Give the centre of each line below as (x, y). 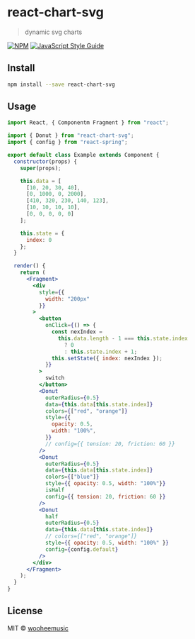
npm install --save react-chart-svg (61, 84)
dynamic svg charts (53, 32)
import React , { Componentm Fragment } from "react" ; (88, 123)
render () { (30, 266)
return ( (33, 273)
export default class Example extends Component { (83, 155)
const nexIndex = (77, 332)
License (25, 611)
